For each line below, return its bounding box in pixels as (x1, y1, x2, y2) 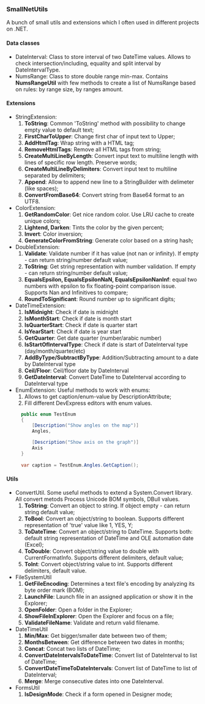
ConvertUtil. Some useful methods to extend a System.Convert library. (15, 489, 193, 496)
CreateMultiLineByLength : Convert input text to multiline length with (24, 152, 199, 159)
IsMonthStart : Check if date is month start (24, 315, 132, 322)
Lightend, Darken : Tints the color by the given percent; (24, 223, 164, 231)
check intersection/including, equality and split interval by (15, 59, 161, 67)
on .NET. (6, 25, 29, 32)
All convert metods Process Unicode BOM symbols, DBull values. (15, 495, 180, 503)
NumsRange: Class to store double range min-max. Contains (15, 72, 168, 80)
